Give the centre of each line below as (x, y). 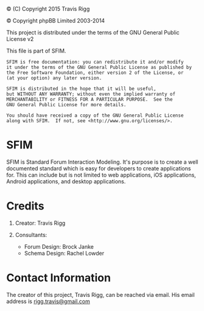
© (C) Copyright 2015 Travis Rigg (48, 9)
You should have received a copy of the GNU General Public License (95, 115)
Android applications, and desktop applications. (66, 181)
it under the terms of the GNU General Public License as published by (99, 67)
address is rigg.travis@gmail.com (48, 301)
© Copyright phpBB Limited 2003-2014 (56, 20)
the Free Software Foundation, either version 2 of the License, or (95, 73)
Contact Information (59, 278)
